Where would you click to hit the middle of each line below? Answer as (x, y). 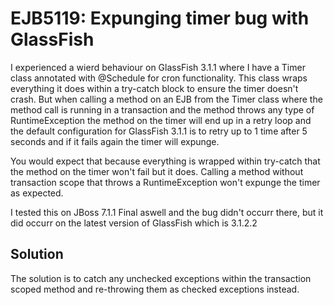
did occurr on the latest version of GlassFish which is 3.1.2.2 (134, 223)
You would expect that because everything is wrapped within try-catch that (165, 161)
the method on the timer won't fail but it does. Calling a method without (157, 171)
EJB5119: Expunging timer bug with (160, 18)
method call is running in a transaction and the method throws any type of (162, 109)
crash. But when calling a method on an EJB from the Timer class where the (166, 99)
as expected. (37, 193)
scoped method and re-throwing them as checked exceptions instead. (155, 289)
